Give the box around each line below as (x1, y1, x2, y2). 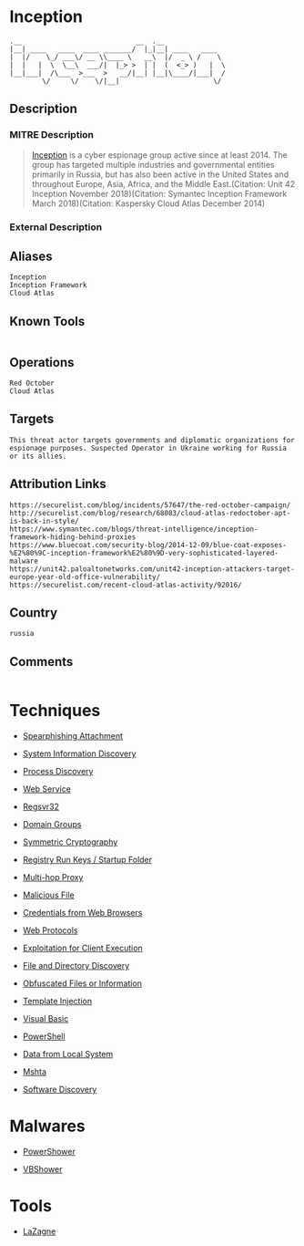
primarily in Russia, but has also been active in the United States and (31, 169, 289, 180)
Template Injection (22, 996, 93, 1007)
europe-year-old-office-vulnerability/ (9, 572, 161, 581)
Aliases (9, 248, 53, 264)
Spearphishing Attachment (22, 731, 124, 742)
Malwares (9, 1116, 86, 1137)
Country (9, 605, 57, 620)
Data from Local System (22, 1049, 114, 1060)
